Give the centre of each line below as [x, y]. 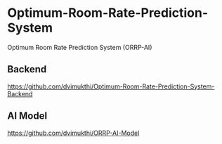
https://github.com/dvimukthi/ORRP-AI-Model [73, 133]
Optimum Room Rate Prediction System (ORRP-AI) [80, 47]
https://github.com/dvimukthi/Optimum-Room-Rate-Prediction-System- [111, 86]
